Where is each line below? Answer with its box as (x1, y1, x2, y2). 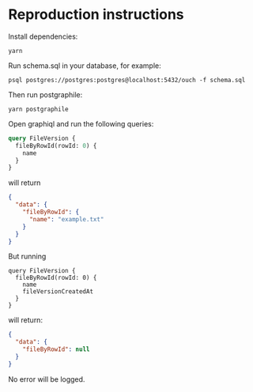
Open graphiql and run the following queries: (8, 119, 154, 128)
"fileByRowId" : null (22, 345, 90, 353)
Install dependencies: (8, 32, 78, 41)
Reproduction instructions (8, 6, 184, 24)
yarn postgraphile (8, 105, 69, 113)
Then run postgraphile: (8, 89, 83, 100)
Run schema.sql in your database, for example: (8, 61, 162, 70)
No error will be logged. (8, 374, 85, 384)
